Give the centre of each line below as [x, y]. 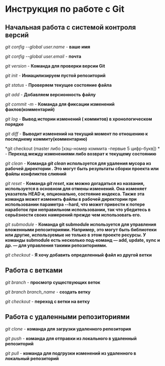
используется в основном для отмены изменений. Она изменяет [76, 189]
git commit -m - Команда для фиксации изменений [60, 104]
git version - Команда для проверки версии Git [55, 66]
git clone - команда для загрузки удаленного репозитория [68, 329]
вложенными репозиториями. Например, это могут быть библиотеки [81, 230]
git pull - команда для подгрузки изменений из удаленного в [71, 353]
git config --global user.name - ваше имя [48, 47]
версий [17, 35]
